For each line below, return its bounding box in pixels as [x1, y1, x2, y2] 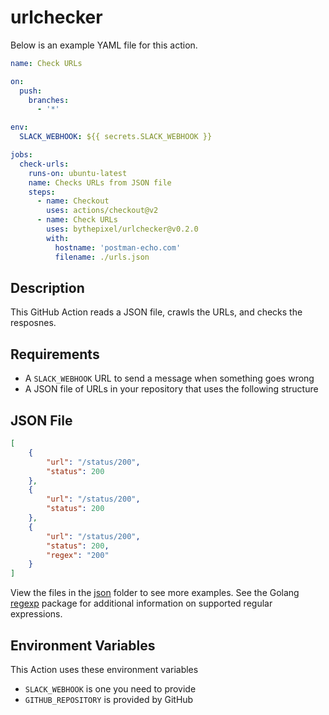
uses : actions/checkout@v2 [46, 206, 159, 216]
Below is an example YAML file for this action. [10, 39, 198, 51]
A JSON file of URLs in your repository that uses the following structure [24, 383, 319, 395]
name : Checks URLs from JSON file [28, 177, 172, 188]
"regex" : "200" [46, 550, 110, 560]
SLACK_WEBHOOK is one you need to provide [24, 682, 197, 695]
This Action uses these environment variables [10, 663, 199, 675]
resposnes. [10, 317, 57, 329]
